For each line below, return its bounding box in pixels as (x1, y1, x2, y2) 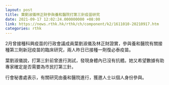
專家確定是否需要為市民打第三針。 (5, 64, 76, 70)
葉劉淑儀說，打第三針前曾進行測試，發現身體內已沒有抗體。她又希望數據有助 (5, 57, 164, 63)
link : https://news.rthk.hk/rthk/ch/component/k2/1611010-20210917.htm (5, 21, 159, 27)
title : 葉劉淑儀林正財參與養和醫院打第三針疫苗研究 (5, 12, 100, 17)
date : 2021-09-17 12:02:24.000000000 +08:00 (5, 17, 100, 22)
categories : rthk (5, 26, 42, 31)
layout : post (5, 7, 33, 13)
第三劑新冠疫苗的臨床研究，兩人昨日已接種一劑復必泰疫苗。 (9, 47, 134, 53)
